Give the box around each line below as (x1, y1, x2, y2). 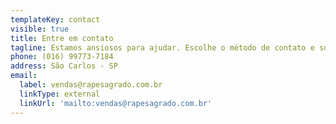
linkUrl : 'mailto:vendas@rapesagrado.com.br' (19, 98, 213, 108)
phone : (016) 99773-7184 (10, 52, 114, 62)
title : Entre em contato (10, 33, 114, 43)
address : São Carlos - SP (10, 61, 118, 71)
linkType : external (19, 89, 101, 99)
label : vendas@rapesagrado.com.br (19, 80, 163, 90)
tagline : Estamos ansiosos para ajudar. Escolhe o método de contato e (10, 42, 315, 53)
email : (10, 71, 38, 81)
